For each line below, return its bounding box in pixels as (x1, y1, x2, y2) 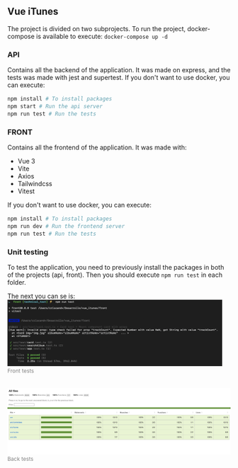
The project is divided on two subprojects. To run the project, (7, 24, 186, 33)
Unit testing (7, 247, 49, 257)
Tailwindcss (17, 180, 52, 188)
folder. (7, 278, 26, 286)
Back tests (7, 455, 34, 462)
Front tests (7, 367, 34, 375)
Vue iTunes (7, 6, 59, 18)
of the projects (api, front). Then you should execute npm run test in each (7, 270, 223, 279)
